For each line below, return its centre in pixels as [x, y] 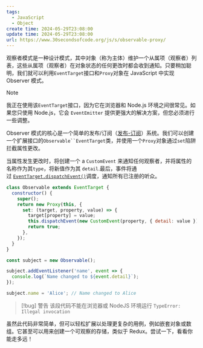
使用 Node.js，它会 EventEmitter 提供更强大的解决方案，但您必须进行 [108, 113]
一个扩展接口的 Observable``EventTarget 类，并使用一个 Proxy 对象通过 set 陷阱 [101, 140]
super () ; [28, 199]
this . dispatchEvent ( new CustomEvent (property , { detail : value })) [114, 221]
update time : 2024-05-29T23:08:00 [50, 34]
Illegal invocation [46, 312]
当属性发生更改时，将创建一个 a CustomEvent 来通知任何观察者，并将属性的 [99, 161]
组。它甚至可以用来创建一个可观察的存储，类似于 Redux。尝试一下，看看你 [100, 331]
